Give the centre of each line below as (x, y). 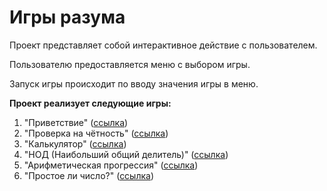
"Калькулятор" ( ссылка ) (75, 143)
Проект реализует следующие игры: (90, 103)
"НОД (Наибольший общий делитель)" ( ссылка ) (126, 154)
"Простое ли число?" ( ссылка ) (89, 175)
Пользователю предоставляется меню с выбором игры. (130, 64)
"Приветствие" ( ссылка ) (76, 122)
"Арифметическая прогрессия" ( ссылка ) (111, 165)
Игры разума (67, 17)
